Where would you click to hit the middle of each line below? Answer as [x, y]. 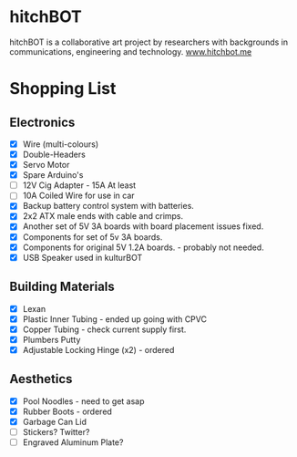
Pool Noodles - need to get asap [83, 401]
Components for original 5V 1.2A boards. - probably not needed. [143, 247]
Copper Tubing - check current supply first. [104, 329]
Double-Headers [54, 154]
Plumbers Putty [51, 339]
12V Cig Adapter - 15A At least [79, 185]
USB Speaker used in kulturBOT [82, 257]
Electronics [42, 122]
